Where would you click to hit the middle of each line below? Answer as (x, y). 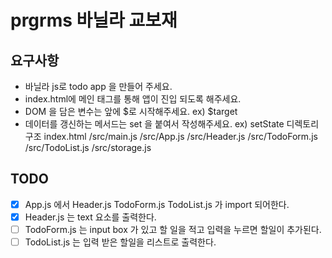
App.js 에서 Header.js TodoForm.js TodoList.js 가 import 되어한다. (157, 204)
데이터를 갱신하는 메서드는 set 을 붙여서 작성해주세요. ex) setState (154, 124)
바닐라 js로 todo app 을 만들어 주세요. (98, 86)
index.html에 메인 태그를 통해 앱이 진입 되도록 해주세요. (133, 99)
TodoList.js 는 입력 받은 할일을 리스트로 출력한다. (120, 242)
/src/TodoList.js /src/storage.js (88, 147)
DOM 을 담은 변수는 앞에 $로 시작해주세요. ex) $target (131, 111)
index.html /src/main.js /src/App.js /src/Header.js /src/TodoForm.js (180, 136)
